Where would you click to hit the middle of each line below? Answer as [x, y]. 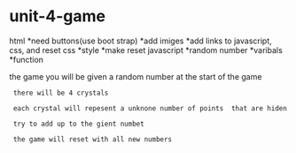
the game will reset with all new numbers [93, 139]
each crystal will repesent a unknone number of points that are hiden [150, 108]
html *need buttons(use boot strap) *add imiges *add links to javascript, [140, 41]
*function [27, 59]
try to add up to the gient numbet [78, 124]
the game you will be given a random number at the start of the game [136, 76]
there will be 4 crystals [61, 93]
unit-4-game [58, 16]
